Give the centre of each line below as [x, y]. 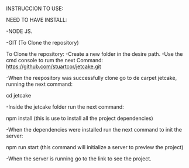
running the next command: [39, 84]
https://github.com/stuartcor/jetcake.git [54, 66]
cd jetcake [19, 95]
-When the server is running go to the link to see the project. [79, 159]
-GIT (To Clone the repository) [42, 43]
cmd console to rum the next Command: [55, 60]
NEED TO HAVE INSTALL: [37, 20]
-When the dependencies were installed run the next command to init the [94, 130]
